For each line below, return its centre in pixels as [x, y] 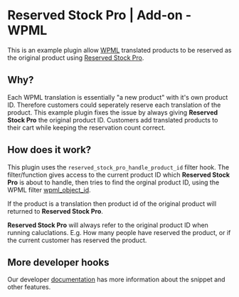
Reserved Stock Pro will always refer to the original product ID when [108, 225]
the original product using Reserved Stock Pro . [76, 58]
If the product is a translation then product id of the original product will [112, 204]
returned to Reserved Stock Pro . [55, 211]
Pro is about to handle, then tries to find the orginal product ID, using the [113, 182]
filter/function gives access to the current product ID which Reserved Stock [118, 174]
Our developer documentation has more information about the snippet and [116, 280]
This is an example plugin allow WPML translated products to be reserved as [119, 50]
